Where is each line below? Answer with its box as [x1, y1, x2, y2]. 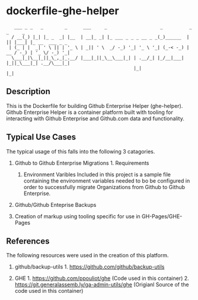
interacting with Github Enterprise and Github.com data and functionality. [6, 114, 185, 122]
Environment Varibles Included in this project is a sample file [23, 171, 171, 178]
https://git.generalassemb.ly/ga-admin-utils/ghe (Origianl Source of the [14, 281, 189, 288]
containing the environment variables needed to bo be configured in [23, 177, 190, 184]
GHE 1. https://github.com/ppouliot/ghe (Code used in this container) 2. [14, 275, 190, 282]
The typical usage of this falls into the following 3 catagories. [6, 148, 155, 155]
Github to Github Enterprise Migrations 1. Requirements [14, 159, 149, 167]
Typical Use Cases [6, 132, 76, 142]
